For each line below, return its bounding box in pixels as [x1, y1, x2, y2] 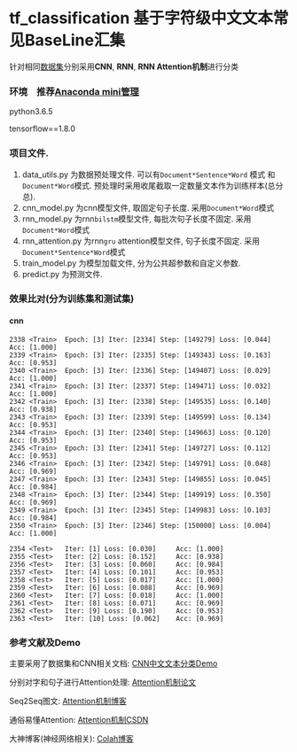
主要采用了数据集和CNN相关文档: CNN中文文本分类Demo [9, 657, 218, 669]
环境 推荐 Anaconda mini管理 [9, 85, 139, 97]
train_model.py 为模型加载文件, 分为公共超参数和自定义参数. [21, 258, 241, 268]
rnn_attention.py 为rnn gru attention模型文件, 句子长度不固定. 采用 [21, 236, 260, 246]
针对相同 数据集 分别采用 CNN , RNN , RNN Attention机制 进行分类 [9, 61, 239, 72]
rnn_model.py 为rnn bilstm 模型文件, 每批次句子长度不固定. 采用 [21, 213, 252, 224]
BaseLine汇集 [25, 30, 126, 50]
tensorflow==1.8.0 [9, 123, 76, 134]
